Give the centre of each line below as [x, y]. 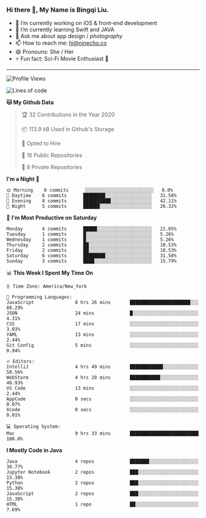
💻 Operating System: [34, 427]
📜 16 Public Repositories [52, 155]
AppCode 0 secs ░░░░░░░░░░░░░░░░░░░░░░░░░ [103, 399]
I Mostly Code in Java [34, 451]
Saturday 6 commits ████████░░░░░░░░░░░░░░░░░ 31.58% [91, 256]
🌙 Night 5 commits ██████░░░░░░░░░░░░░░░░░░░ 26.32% [91, 207]
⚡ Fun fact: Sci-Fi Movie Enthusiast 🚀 [62, 59]
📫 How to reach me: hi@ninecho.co [61, 43]
